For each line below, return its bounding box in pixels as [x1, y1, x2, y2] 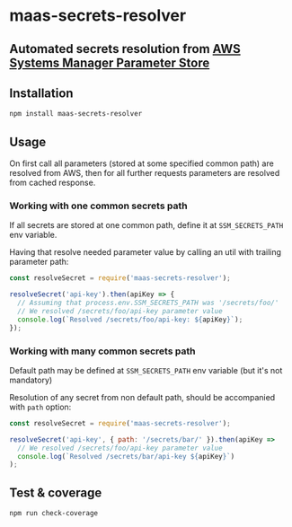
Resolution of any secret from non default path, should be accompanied [9, 391, 276, 402]
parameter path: [9, 257, 69, 268]
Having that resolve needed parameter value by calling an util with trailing [9, 247, 281, 258]
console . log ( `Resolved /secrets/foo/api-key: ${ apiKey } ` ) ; [17, 315, 243, 324]
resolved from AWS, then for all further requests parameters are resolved [9, 168, 280, 179]
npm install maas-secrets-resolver [9, 110, 143, 119]
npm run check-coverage [9, 509, 99, 518]
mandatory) [9, 374, 53, 385]
